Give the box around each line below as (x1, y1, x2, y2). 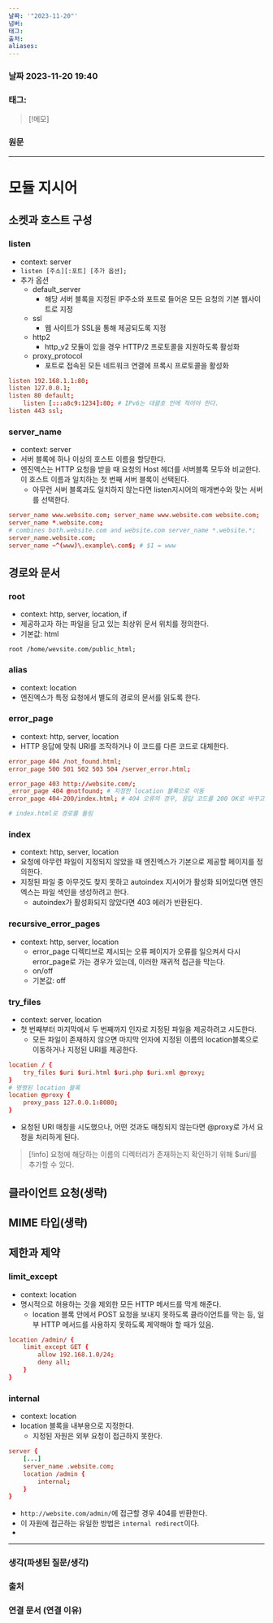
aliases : (8, 42, 38, 50)
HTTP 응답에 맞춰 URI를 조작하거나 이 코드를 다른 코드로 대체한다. (19, 741, 229, 751)
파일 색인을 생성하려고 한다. (41, 887, 129, 897)
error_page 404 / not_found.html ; (8, 757, 122, 765)
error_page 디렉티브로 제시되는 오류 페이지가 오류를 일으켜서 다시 (32, 946, 241, 956)
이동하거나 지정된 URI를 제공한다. (32, 1044, 138, 1054)
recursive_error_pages (8, 918, 101, 929)
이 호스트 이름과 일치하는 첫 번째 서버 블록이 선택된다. (19, 475, 189, 485)
